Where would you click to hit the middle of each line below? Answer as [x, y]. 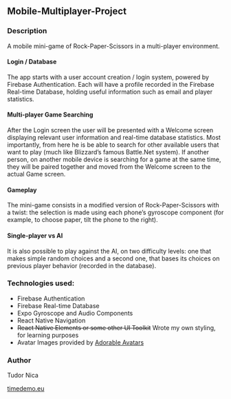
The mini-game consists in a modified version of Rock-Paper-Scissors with [113, 205]
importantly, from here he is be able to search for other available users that [113, 145]
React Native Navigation [51, 320]
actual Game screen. [36, 174]
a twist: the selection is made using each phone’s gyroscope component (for [115, 212]
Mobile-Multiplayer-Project [67, 11]
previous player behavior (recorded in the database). [82, 265]
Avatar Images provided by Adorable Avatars [80, 342]
